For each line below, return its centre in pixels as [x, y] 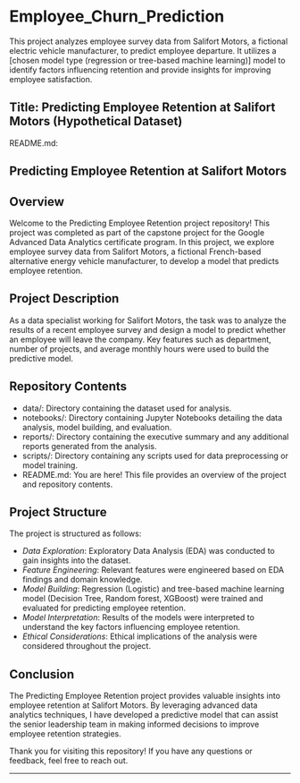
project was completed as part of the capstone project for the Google [137, 232]
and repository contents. [67, 484]
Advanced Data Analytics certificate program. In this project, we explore [142, 242]
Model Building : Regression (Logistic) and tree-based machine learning [153, 589]
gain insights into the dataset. [76, 560]
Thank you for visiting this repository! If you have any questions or [131, 751]
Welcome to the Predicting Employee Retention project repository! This [140, 223]
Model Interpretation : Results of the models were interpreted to [138, 617]
